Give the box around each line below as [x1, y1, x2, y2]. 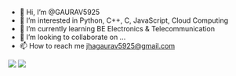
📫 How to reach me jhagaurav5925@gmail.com [19, 42, 175, 50]
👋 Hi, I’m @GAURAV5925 [19, 8, 100, 16]
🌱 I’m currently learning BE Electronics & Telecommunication [19, 24, 216, 33]
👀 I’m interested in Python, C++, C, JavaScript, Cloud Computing [19, 16, 229, 25]
